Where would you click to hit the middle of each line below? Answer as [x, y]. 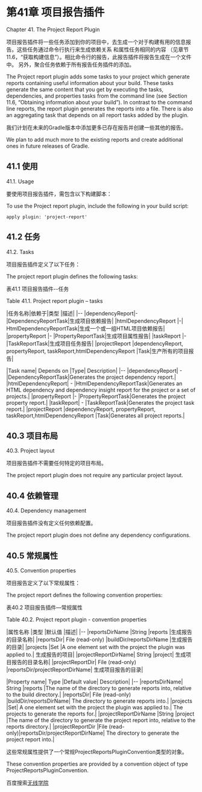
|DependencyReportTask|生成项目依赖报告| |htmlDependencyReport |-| [95, 321]
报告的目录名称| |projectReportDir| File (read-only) [74, 662]
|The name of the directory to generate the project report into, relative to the [101, 720]
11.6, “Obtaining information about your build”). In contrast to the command [99, 102]
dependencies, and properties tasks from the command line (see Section [97, 96]
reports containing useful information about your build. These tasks [90, 83]
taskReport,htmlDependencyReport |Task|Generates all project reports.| [96, 415]
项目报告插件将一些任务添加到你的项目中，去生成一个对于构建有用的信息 [96, 42]
